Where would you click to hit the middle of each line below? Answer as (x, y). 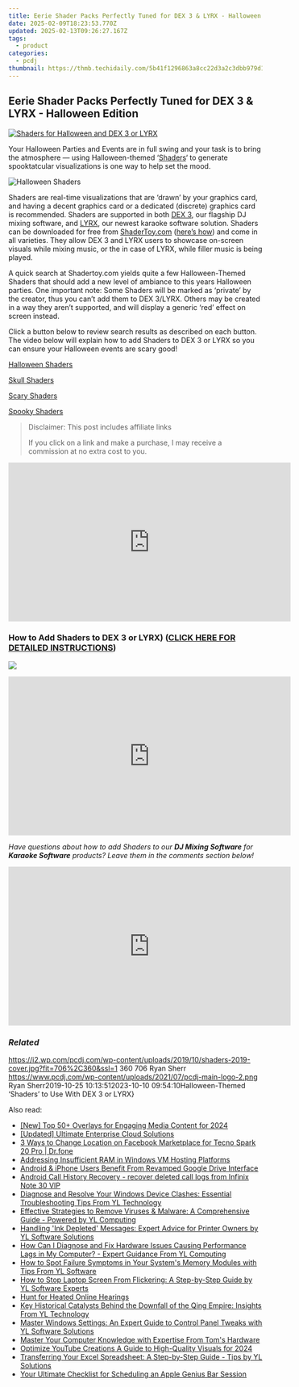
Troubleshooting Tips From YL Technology (91, 1203)
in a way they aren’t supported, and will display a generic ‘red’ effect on (127, 307)
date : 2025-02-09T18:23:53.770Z (62, 23)
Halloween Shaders (41, 364)
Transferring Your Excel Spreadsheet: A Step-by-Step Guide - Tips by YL (141, 1357)
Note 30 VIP (40, 1186)
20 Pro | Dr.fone (47, 1151)
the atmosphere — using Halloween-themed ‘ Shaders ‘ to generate (118, 157)
